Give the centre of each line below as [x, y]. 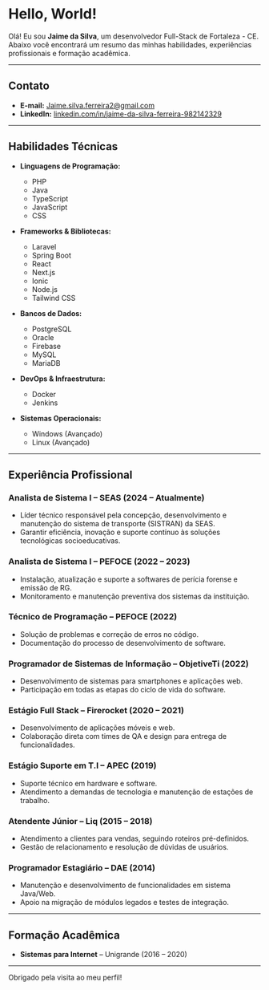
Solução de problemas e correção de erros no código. [109, 634]
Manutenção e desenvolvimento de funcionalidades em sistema [125, 885]
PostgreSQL [52, 329]
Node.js [45, 289]
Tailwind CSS [54, 298]
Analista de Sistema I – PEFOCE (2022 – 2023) [99, 562]
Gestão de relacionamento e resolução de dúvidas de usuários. [124, 847]
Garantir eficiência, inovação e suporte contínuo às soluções [120, 532]
